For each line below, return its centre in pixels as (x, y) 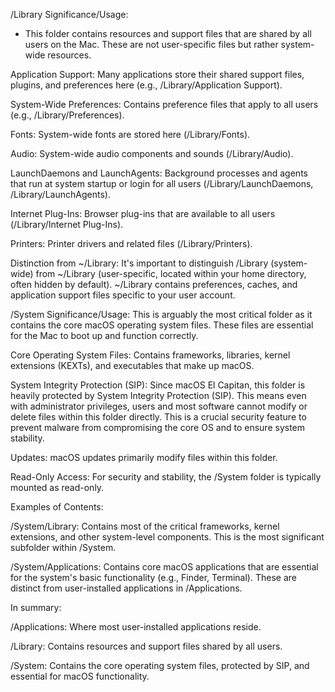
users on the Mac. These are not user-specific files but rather (151, 44)
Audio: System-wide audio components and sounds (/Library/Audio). (152, 153)
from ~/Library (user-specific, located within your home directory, (171, 273)
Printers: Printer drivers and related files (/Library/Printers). (131, 243)
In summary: (36, 607)
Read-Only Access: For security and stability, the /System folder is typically (166, 477)
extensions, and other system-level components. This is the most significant (167, 537)
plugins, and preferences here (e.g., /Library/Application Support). (146, 85)
